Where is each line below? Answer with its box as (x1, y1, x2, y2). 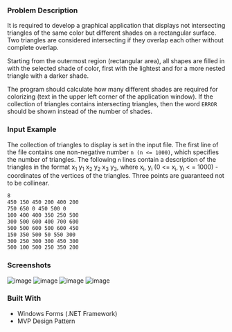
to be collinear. (7, 179, 50, 188)
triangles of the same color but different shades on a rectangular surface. (7, 28, 217, 37)
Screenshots (7, 260, 51, 270)
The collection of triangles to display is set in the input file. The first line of (7, 140, 219, 149)
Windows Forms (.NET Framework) (17, 309, 118, 317)
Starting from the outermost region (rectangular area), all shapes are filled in (7, 57, 225, 65)
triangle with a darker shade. (7, 72, 89, 80)
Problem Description (7, 6, 78, 15)
